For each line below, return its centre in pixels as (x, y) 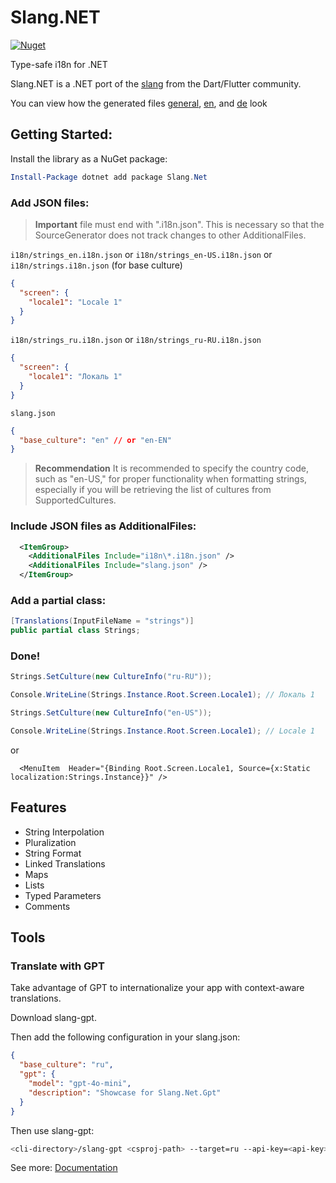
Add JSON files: (50, 203)
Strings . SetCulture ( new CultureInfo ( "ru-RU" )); (111, 677)
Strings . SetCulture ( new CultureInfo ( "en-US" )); (111, 713)
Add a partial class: (58, 601)
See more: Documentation (64, 1168)
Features (38, 807)
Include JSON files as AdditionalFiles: (103, 526)
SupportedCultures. (75, 500)
